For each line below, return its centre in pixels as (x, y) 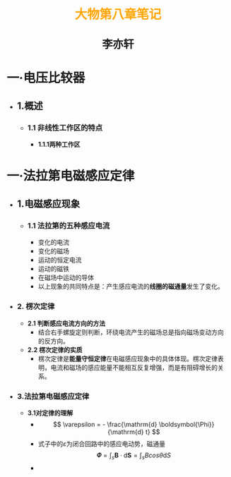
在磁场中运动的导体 (66, 278)
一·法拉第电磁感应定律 (71, 175)
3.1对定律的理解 (50, 413)
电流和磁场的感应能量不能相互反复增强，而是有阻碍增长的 (134, 367)
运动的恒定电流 (60, 260)
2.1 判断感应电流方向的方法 (66, 323)
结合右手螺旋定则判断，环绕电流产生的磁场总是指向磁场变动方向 (131, 332)
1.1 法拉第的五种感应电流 (69, 225)
